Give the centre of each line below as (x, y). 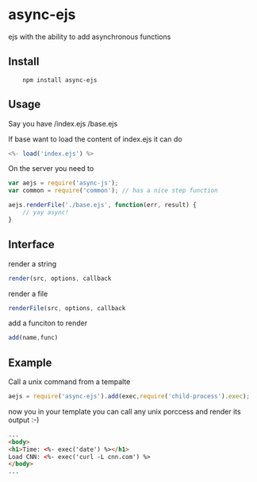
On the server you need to (51, 169)
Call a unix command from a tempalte (69, 382)
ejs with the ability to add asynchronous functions (90, 37)
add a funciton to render (48, 323)
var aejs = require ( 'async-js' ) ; (63, 183)
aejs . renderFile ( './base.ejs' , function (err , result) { (102, 205)
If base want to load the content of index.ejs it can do (95, 139)
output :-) (24, 420)
